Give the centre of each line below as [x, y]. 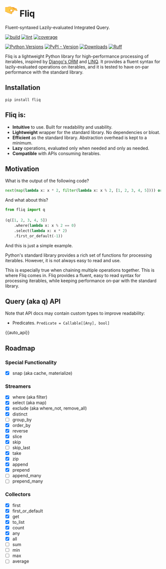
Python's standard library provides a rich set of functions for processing [79, 255]
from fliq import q [25, 210]
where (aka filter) [30, 397]
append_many [27, 476]
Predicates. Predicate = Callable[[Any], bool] [61, 323]
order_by [21, 425]
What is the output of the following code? [47, 181]
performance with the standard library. [44, 72]
